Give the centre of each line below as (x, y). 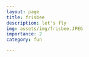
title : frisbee (26, 17)
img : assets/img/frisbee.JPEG (45, 28)
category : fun (24, 40)
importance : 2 (24, 34)
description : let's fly (37, 23)
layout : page (23, 12)
